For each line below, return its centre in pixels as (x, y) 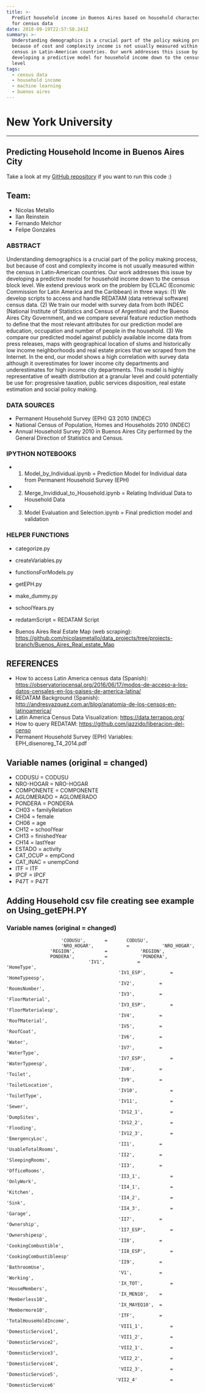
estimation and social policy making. (52, 389)
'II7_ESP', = (146, 1230)
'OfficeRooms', (26, 1171)
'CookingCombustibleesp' (38, 1256)
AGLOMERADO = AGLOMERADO (56, 797)
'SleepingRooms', (28, 1160)
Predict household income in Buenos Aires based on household (92, 18)
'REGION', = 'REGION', (107, 951)
